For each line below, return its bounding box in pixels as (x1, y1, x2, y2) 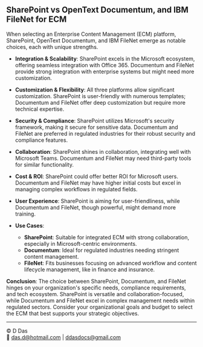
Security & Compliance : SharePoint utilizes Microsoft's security (14, 117, 175, 124)
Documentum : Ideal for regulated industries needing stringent (24, 246, 179, 254)
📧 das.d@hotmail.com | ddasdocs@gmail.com (6, 333, 121, 341)
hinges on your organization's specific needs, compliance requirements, (6, 284, 186, 291)
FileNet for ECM (6, 15, 67, 25)
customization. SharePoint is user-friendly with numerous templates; (14, 92, 186, 99)
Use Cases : (14, 222, 45, 229)
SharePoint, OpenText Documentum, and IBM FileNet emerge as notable (6, 36, 186, 44)
